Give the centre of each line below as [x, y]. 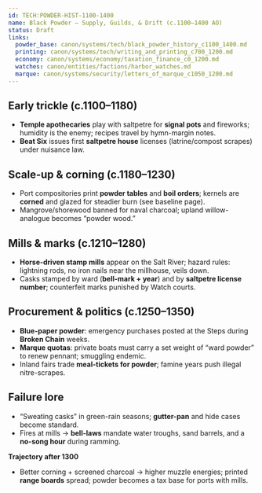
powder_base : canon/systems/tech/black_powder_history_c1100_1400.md [131, 45]
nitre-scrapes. [42, 372]
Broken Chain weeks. [55, 339]
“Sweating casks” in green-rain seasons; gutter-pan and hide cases [130, 416]
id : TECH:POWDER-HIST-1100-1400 [61, 15]
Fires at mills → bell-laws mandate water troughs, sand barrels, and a [132, 432]
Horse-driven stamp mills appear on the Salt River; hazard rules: [125, 262]
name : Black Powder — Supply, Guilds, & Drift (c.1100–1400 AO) [115, 23]
